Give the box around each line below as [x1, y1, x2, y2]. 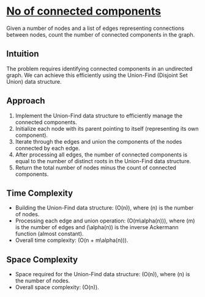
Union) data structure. [6, 78, 62, 85]
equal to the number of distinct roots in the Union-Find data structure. [15, 157, 192, 164]
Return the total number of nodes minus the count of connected [15, 164, 176, 171]
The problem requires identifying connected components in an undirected [6, 65, 193, 72]
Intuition [6, 49, 39, 59]
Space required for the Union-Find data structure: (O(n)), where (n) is [15, 271, 190, 278]
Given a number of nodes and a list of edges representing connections [6, 24, 185, 32]
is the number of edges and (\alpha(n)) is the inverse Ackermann [15, 224, 179, 231]
